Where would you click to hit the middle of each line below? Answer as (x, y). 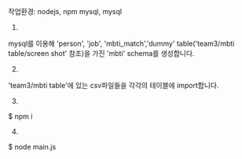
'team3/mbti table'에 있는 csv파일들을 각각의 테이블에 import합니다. (114, 85)
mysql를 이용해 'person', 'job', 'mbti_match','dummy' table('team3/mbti (121, 43)
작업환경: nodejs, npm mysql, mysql (65, 11)
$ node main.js (32, 147)
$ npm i (20, 116)
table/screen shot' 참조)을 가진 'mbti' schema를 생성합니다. (101, 53)
